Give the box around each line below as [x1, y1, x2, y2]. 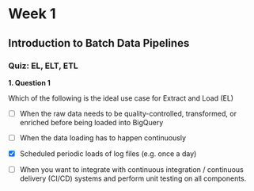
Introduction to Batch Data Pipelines [8, 36, 190, 50]
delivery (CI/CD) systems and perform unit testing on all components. [19, 174, 247, 183]
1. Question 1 [8, 78, 51, 87]
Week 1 [8, 5, 56, 23]
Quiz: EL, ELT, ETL [8, 60, 79, 71]
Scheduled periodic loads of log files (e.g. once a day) [19, 149, 197, 159]
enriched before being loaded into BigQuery [19, 117, 164, 127]
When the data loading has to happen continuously [19, 132, 187, 143]
